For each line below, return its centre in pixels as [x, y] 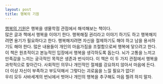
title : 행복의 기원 [22, 14]
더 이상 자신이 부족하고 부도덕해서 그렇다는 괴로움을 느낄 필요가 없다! [70, 70]
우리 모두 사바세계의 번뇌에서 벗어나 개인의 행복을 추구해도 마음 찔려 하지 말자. [79, 77]
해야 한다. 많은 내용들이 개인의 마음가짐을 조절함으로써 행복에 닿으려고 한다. [85, 46]
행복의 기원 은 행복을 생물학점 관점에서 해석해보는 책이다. [58, 28]
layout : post [18, 9]
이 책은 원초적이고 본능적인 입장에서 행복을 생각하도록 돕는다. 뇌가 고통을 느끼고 [80, 52]
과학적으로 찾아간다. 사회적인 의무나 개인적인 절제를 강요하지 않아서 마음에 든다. [80, 64]
